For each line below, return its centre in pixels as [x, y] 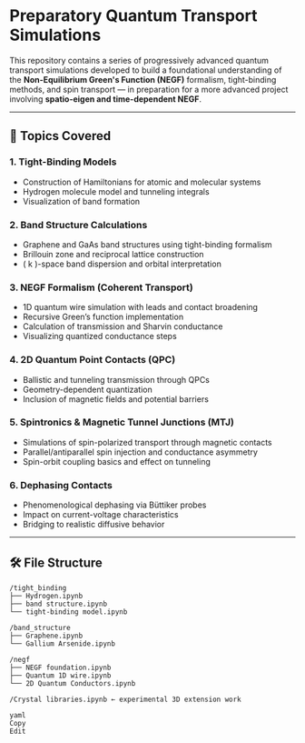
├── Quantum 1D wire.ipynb [60, 675]
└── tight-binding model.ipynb [69, 612]
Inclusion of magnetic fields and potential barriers [115, 399]
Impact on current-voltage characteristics [100, 515]
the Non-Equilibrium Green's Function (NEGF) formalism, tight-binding [143, 79]
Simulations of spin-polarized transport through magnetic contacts [147, 442]
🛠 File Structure [56, 562]
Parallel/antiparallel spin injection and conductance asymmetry [140, 452]
